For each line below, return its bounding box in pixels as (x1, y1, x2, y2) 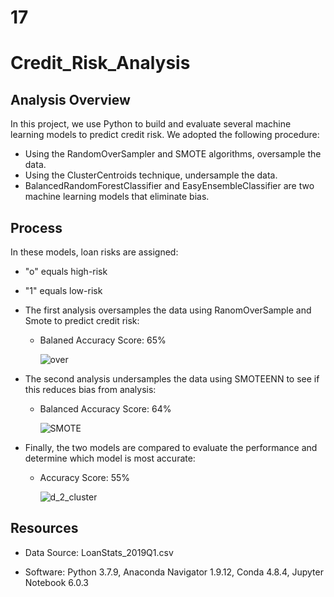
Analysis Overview (10, 91, 131, 108)
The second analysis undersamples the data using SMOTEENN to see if (24, 373, 320, 385)
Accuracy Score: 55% (39, 472, 131, 483)
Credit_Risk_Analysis (10, 52, 191, 75)
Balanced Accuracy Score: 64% (39, 403, 172, 415)
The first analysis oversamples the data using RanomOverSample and (24, 304, 312, 316)
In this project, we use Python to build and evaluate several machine (10, 118, 292, 130)
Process (10, 219, 63, 236)
